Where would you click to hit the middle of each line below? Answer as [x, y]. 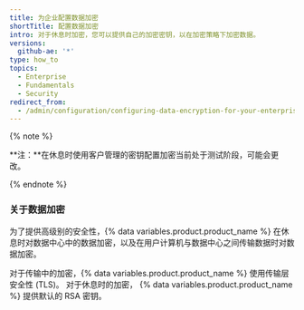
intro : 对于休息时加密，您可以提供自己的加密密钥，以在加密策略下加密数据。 [135, 34]
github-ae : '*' [46, 52]
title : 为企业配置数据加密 [54, 18]
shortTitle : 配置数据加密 [54, 26]
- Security [38, 93]
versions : [28, 43]
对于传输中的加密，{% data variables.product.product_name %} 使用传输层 [149, 273]
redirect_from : [38, 102]
